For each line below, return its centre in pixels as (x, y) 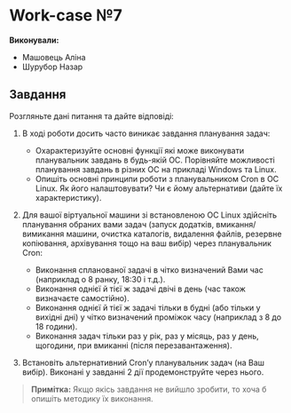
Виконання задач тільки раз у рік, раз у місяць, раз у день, (147, 336)
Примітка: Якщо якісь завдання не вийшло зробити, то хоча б (149, 389)
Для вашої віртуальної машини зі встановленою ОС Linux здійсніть (149, 215)
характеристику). (68, 197)
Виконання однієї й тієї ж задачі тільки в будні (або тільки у (148, 307)
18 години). (56, 326)
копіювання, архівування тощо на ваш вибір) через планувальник (147, 243)
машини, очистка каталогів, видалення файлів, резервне (174, 234)
